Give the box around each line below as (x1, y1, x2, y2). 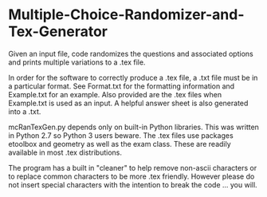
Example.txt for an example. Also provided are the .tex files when (8, 89, 222, 99)
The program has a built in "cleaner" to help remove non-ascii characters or (8, 163, 257, 172)
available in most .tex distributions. (8, 148, 122, 157)
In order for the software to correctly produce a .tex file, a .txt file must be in (8, 73, 258, 82)
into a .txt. (8, 106, 41, 116)
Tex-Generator (8, 22, 108, 41)
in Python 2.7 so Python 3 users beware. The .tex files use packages (8, 130, 234, 140)
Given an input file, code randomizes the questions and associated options (8, 49, 253, 58)
